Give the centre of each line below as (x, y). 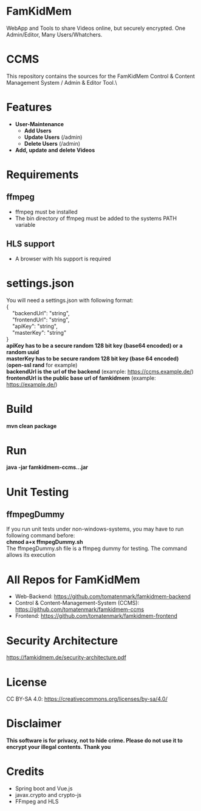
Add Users (38, 130)
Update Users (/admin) (53, 137)
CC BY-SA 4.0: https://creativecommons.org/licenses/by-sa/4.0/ (87, 699)
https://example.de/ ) (32, 384)
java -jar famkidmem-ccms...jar (47, 467)
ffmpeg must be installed (46, 212)
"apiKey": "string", (35, 326)
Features (29, 107)
